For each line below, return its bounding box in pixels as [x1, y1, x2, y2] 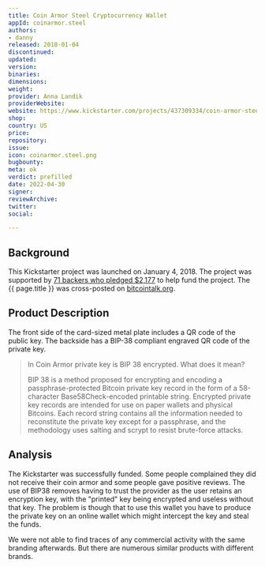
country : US [8, 122, 47, 130]
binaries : [8, 70, 41, 78]
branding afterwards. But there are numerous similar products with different [8, 543, 254, 553]
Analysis [8, 448, 53, 462]
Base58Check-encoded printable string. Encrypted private [60, 392, 251, 401]
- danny [8, 33, 34, 42]
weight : [8, 84, 34, 93]
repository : [8, 136, 47, 145]
